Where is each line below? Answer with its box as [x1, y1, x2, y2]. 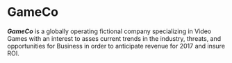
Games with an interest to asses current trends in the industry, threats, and [7, 34, 222, 42]
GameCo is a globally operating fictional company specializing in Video [7, 27, 212, 35]
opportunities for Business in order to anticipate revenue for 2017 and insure [7, 42, 226, 50]
